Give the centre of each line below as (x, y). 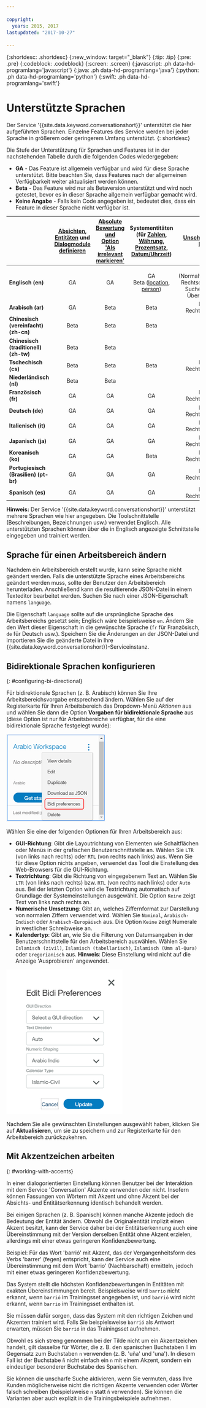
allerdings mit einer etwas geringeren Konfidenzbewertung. (81, 1240)
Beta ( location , (151, 282)
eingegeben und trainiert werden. (48, 536)
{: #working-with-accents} (40, 1171)
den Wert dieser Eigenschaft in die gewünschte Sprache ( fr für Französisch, (103, 627)
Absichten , (72, 231)
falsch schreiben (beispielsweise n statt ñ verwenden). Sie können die (94, 1391)
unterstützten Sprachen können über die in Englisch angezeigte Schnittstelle (103, 529)
